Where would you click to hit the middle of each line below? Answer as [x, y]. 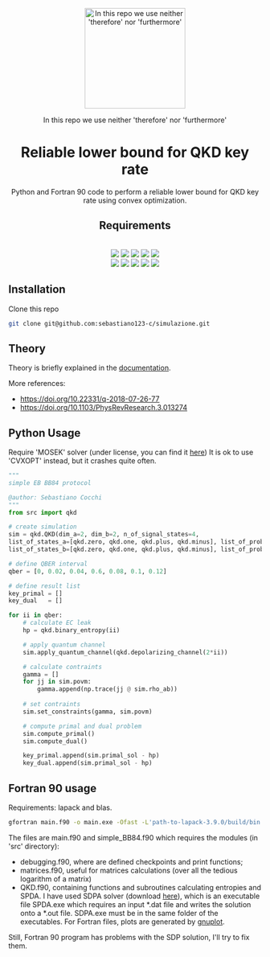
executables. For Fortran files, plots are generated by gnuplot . [122, 922]
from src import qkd [43, 512]
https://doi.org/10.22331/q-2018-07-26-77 [90, 399]
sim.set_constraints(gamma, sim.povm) [88, 712]
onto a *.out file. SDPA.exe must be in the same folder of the [119, 913]
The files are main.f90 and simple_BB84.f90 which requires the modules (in [133, 837]
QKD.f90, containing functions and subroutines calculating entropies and [141, 887]
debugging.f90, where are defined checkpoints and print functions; [131, 861]
